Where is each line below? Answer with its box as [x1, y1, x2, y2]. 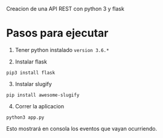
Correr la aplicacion [14, 102, 65, 110]
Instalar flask [14, 57, 47, 65]
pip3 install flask [6, 70, 56, 76]
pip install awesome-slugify [6, 92, 80, 98]
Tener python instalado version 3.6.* [14, 46, 110, 53]
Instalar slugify [14, 80, 53, 87]
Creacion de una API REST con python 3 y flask [6, 5, 125, 12]
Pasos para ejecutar [6, 27, 109, 40]
